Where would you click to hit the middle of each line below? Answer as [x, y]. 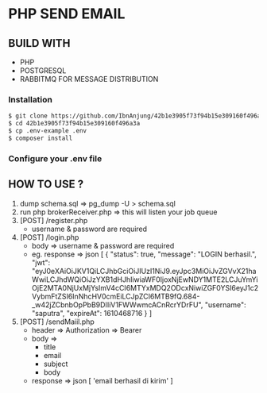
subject [56, 364]
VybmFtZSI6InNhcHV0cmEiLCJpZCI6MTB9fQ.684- [116, 296]
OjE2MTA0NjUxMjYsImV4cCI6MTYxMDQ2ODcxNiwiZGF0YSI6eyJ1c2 [145, 287]
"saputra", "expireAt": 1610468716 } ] [92, 313]
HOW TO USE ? [46, 185]
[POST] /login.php [49, 237]
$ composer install [41, 138]
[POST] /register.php [54, 220]
